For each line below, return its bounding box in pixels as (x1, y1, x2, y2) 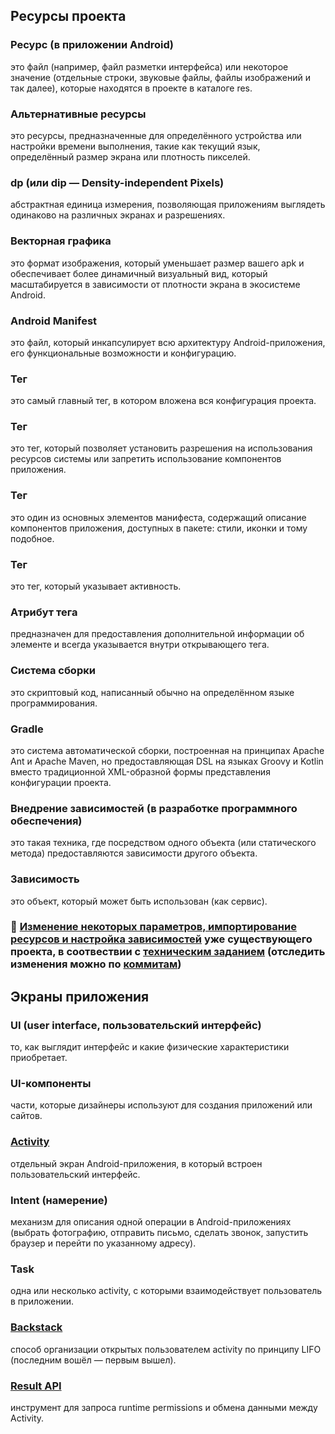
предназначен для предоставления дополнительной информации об (10, 628, 305, 640)
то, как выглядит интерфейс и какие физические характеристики (10, 1041, 290, 1053)
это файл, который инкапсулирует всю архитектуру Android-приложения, (10, 336, 326, 348)
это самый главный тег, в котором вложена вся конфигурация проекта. (10, 395, 317, 407)
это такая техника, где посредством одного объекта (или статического (10, 837, 317, 849)
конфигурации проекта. (10, 776, 112, 788)
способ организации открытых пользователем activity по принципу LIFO (10, 1343, 322, 1355)
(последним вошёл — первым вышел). (10, 1354, 177, 1366)
